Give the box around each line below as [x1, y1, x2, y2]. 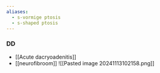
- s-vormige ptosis [12, 14, 61, 20]
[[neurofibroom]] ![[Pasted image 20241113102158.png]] [15, 59, 155, 66]
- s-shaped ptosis [12, 20, 59, 26]
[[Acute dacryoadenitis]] [15, 53, 77, 60]
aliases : [6, 8, 28, 15]
